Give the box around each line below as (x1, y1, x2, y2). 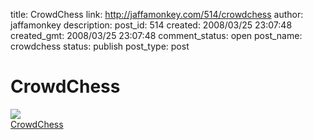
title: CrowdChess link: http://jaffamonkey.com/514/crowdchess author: (10, 9, 304, 20)
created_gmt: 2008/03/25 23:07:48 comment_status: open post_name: (10, 30, 303, 41)
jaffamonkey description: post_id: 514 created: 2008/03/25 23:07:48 (10, 19, 293, 31)
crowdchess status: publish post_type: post (10, 40, 190, 52)
